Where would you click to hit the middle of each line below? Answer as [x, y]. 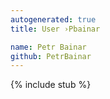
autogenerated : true [53, 19]
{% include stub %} [51, 85]
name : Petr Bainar [48, 47]
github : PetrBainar [51, 56]
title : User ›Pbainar [55, 29]
